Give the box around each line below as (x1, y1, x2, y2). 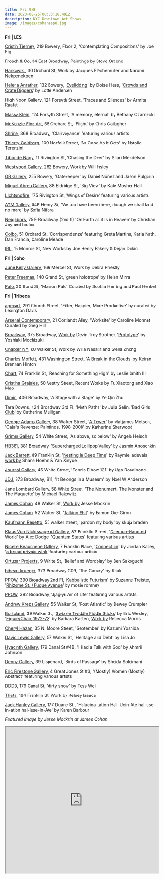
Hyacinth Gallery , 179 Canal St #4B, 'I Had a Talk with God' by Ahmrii (5, 644, 142, 650)
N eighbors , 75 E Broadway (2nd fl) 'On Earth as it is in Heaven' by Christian (5, 217, 156, 223)
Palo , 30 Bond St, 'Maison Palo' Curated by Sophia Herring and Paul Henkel (5, 284, 156, 289)
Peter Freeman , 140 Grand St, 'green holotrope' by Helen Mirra (5, 274, 131, 280)
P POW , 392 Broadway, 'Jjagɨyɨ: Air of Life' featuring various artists (5, 592, 137, 598)
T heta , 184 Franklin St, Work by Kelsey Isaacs (5, 693, 96, 698)
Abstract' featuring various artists (5, 674, 72, 679)
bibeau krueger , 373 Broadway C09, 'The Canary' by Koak (5, 568, 122, 573)
